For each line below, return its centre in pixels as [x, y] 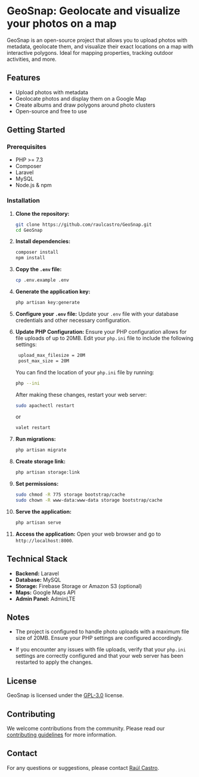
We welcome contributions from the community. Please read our [86, 728]
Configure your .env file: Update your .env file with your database [97, 313]
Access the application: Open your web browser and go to [88, 534]
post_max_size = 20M [43, 361]
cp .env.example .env [42, 280]
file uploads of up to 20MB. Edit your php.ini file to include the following [104, 338]
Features [24, 78]
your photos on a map [62, 24]
